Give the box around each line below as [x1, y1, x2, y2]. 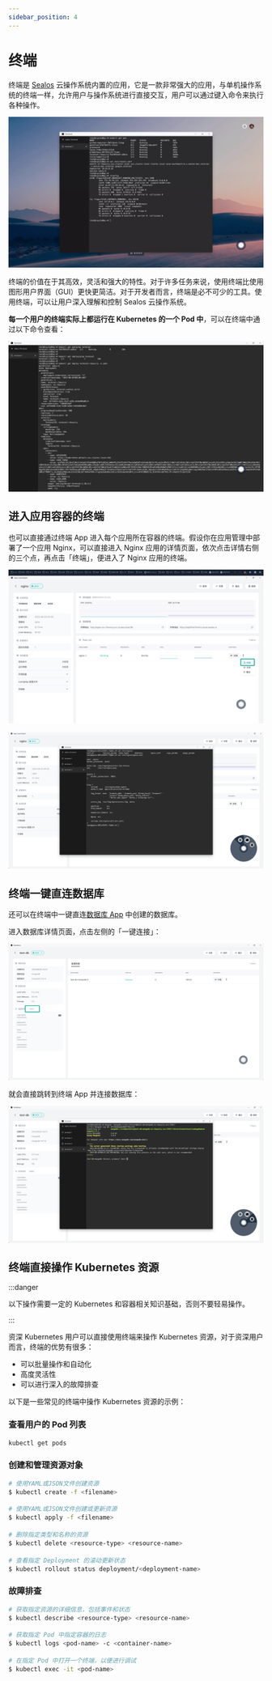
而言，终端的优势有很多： [8, 1342, 94, 1352]
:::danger [8, 1283, 39, 1293]
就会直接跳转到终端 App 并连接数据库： [8, 1089, 140, 1099]
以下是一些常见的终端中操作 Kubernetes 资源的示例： [8, 1397, 186, 1407]
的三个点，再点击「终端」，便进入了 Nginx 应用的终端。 [8, 553, 192, 562]
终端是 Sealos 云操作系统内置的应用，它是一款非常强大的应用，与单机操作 [8, 79, 255, 89]
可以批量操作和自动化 [19, 1360, 91, 1369]
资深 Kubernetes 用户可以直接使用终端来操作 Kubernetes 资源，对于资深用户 [8, 1332, 264, 1342]
